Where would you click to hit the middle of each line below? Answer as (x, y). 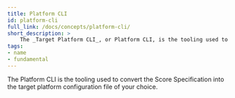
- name (17, 53)
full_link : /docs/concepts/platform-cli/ (69, 27)
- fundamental (28, 59)
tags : (15, 46)
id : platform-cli (33, 20)
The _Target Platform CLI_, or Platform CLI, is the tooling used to (124, 40)
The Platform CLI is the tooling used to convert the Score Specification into (116, 79)
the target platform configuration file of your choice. (83, 86)
